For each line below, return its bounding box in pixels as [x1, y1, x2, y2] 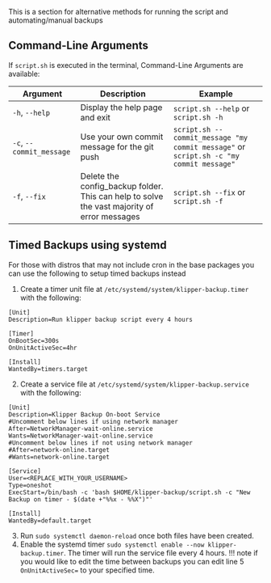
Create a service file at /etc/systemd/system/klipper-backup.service [19, 379, 250, 389]
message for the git [80, 141, 154, 152]
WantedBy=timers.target [8, 365, 89, 373]
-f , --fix [12, 190, 46, 201]
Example [198, 88, 233, 99]
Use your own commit [80, 131, 164, 142]
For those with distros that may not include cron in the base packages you [8, 260, 255, 269]
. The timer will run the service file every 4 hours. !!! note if [63, 547, 258, 557]
